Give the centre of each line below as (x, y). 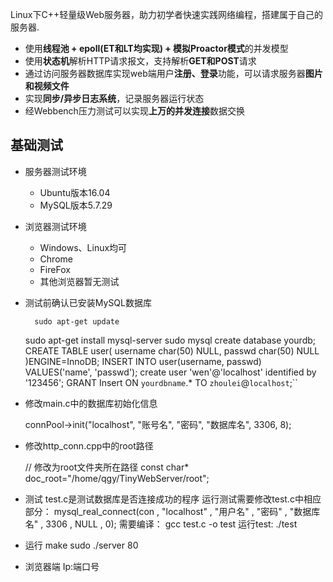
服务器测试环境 (55, 171)
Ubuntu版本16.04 (75, 192)
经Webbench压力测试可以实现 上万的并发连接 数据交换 (134, 111)
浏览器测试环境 (55, 226)
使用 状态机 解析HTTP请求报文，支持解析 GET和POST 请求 (140, 61)
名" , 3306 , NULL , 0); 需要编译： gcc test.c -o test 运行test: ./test (161, 524)
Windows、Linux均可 (83, 247)
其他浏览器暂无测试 (79, 281)
